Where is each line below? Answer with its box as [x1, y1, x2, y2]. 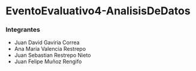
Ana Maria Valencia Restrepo [14, 45, 86, 53]
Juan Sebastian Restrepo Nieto [14, 52, 91, 59]
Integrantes [5, 26, 40, 34]
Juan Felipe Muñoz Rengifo [14, 58, 82, 65]
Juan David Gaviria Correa [14, 39, 80, 46]
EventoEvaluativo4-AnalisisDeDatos [5, 4, 191, 18]
